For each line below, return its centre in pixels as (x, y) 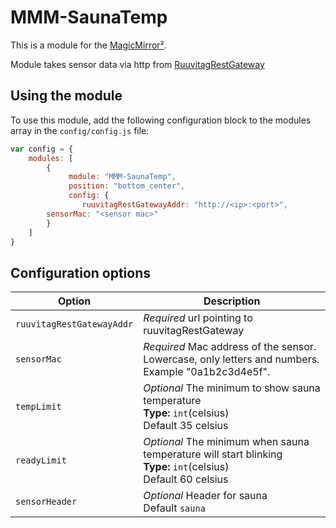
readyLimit (41, 460)
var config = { (42, 149)
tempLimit (38, 407)
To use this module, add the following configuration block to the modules (161, 120)
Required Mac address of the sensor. (230, 347)
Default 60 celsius (186, 479)
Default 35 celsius (186, 426)
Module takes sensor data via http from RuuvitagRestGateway (137, 64)
